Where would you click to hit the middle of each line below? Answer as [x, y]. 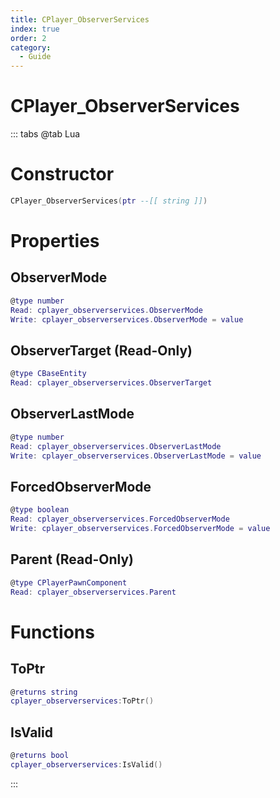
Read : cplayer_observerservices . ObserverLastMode [116, 446]
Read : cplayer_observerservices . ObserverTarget [111, 383]
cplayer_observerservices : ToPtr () [82, 701]
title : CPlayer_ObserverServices [80, 19]
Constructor [62, 174]
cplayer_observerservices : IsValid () [86, 764]
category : [31, 47]
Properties [55, 241]
